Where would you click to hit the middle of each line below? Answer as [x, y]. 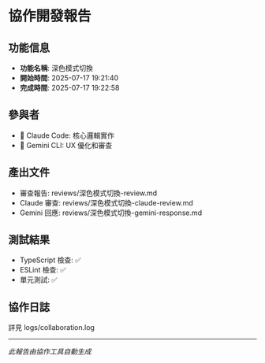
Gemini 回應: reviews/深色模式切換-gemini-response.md [111, 213]
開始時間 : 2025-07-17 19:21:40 [69, 78]
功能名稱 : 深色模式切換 [56, 68]
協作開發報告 [50, 16]
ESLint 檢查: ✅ [43, 270]
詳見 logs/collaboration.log [51, 328]
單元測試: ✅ [38, 280]
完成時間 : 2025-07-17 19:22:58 [69, 88]
